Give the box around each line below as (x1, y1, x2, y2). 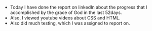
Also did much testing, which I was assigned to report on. (10, 20, 130, 26)
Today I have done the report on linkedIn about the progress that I (10, 4, 147, 10)
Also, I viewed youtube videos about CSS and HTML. (10, 15, 121, 20)
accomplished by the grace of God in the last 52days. (10, 9, 122, 15)
